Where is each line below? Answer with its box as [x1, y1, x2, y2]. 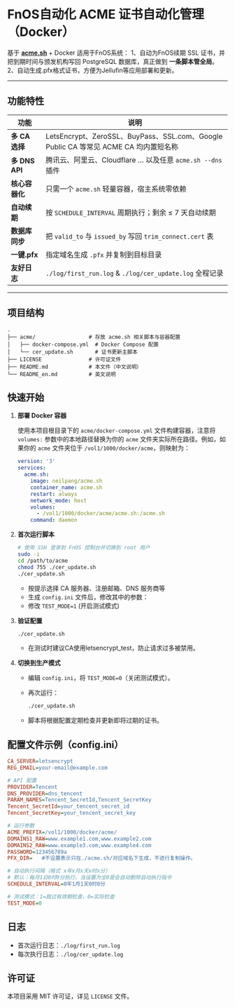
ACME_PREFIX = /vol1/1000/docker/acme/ [7, 829, 117, 836]
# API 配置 [7, 777, 37, 784]
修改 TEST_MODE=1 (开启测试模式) [27, 601, 120, 610]
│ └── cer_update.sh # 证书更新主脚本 [7, 348, 138, 355]
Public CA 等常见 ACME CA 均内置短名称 [45, 142, 178, 152]
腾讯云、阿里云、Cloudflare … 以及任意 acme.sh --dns [45, 155, 222, 165]
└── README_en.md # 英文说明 [7, 371, 117, 378]
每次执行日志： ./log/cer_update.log [17, 949, 124, 958]
